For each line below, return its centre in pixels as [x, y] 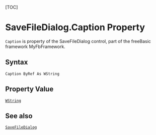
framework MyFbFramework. [35, 46]
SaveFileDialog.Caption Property [75, 27]
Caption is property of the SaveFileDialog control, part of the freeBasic [78, 41]
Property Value [29, 89]
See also [19, 116]
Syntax [17, 62]
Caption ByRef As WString [32, 74]
